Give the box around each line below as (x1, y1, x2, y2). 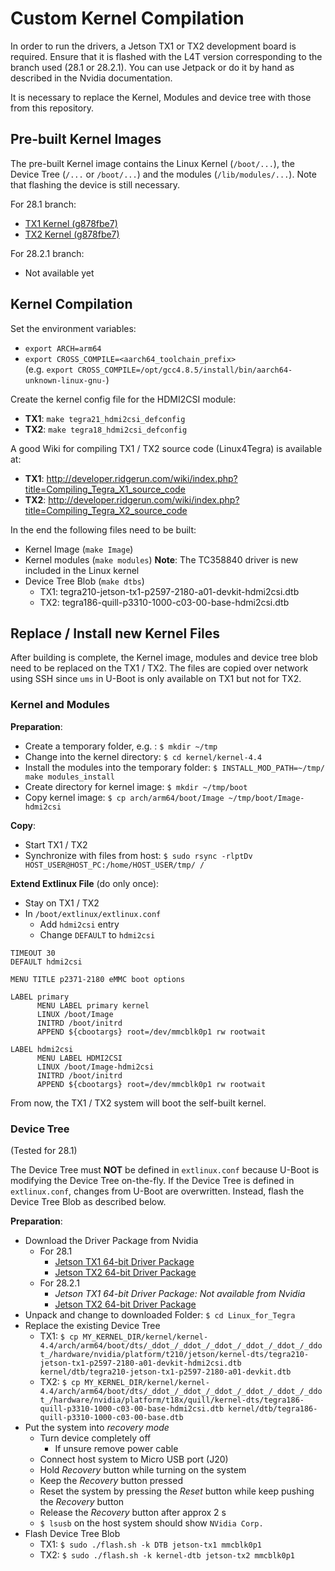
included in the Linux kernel (24, 564, 140, 576)
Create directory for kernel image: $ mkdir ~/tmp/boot (24, 780, 248, 792)
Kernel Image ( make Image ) (24, 543, 134, 555)
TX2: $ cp (39, 1375, 81, 1387)
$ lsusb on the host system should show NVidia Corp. (39, 1517, 264, 1529)
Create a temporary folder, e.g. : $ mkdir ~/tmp (24, 740, 218, 752)
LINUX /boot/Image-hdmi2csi (36, 1062, 155, 1072)
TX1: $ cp (39, 1330, 79, 1342)
